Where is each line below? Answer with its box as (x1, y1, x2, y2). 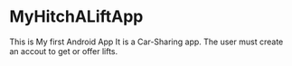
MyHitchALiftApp (9, 6, 144, 27)
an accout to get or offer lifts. (9, 45, 118, 56)
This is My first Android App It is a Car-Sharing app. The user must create (9, 36, 284, 47)
